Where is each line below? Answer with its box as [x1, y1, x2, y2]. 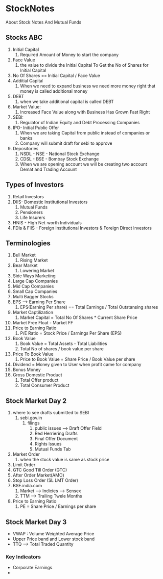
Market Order [12, 451, 40, 457]
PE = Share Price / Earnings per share [20, 503, 96, 509]
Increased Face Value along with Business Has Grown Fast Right [20, 109, 150, 115]
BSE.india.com [12, 483, 42, 489]
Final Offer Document [34, 436, 78, 442]
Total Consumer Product [20, 382, 70, 388]
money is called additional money [20, 88, 88, 94]
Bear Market [12, 263, 38, 268]
